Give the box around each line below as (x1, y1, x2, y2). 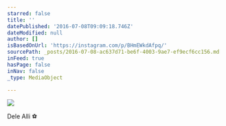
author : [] (7, 36, 38, 43)
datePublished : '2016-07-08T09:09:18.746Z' (7, 23, 134, 30)
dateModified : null (7, 29, 63, 36)
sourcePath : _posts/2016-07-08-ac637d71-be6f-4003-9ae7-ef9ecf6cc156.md (7, 49, 220, 56)
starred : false (7, 10, 51, 17)
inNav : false (7, 67, 45, 74)
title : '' (7, 17, 36, 23)
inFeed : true (7, 55, 45, 62)
